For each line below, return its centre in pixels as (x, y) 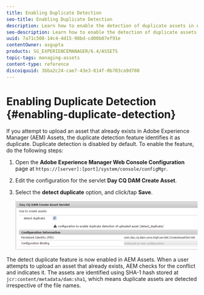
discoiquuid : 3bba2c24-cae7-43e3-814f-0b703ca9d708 (73, 71)
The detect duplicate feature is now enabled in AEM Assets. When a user (98, 259)
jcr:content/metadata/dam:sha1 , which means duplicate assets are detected (102, 279)
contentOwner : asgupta (35, 45)
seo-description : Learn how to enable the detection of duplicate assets (102, 32)
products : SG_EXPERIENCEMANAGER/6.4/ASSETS (62, 52)
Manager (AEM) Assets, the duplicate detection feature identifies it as (93, 137)
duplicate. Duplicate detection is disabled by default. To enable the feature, (100, 144)
